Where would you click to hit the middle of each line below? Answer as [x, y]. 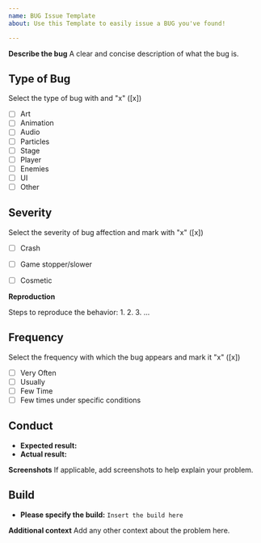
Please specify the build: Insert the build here [101, 515]
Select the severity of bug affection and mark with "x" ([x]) [106, 232]
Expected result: [48, 445]
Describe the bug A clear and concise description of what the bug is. [124, 53]
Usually [33, 381]
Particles [35, 141]
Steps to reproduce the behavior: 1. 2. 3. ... [79, 312]
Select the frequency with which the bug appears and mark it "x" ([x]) [124, 357]
